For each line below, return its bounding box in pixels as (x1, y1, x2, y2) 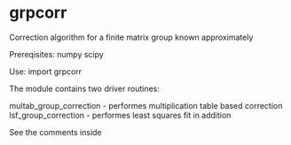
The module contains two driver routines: (9, 83, 160, 94)
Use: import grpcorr (9, 65, 83, 77)
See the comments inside (9, 126, 102, 137)
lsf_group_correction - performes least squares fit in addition (9, 110, 232, 120)
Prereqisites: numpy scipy (9, 49, 104, 59)
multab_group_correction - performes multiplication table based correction (9, 100, 283, 111)
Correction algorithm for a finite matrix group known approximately (9, 32, 254, 42)
